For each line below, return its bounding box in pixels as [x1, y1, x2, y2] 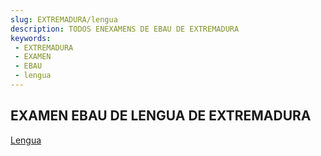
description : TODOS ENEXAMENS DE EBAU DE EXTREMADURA [10, 24, 240, 34]
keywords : [10, 33, 52, 43]
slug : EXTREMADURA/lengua [10, 14, 118, 25]
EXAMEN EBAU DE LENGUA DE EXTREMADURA [10, 107, 312, 125]
